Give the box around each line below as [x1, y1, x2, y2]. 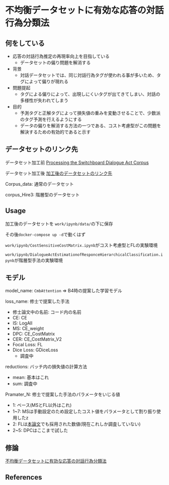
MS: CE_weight [12, 326, 44, 332]
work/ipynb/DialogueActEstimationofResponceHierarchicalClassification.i [5, 252, 163, 257]
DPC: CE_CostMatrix [12, 331, 55, 337]
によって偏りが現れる [24, 79, 69, 84]
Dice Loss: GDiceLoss [12, 347, 58, 353]
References [5, 473, 42, 481]
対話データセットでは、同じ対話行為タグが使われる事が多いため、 [20, 72, 157, 78]
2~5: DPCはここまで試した [12, 427, 68, 434]
